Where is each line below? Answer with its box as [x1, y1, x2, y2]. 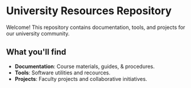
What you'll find [6, 47, 66, 57]
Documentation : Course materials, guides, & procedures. [14, 63, 155, 70]
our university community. [6, 30, 70, 37]
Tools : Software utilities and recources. [14, 69, 111, 76]
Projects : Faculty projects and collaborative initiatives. [14, 75, 148, 82]
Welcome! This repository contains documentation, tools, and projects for [6, 24, 186, 31]
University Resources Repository [6, 4, 172, 18]
